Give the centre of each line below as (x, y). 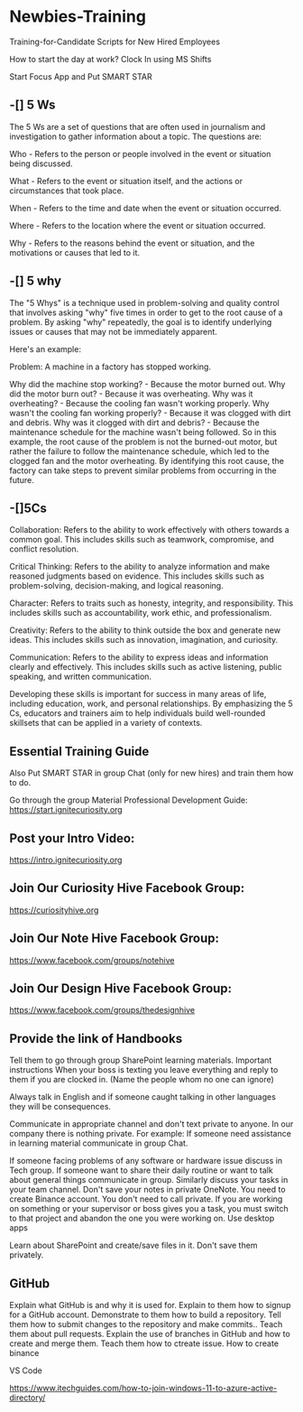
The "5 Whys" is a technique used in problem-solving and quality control (144, 302)
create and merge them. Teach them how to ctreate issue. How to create (144, 1343)
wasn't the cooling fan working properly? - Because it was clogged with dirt (150, 413)
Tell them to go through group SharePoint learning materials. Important (141, 1060)
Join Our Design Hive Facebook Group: (121, 989)
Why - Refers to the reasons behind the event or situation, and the (132, 243)
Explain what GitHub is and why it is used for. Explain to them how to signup (150, 1305)
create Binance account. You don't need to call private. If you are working (146, 1199)
